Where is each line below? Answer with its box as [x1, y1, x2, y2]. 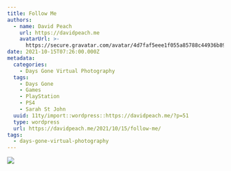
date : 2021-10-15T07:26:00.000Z [7, 49, 100, 56]
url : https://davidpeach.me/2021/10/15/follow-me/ [13, 125, 162, 132]
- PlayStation [19, 93, 60, 100]
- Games [19, 87, 41, 93]
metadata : [7, 55, 36, 62]
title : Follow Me [7, 10, 57, 17]
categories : [13, 61, 48, 68]
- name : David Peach [13, 23, 72, 30]
